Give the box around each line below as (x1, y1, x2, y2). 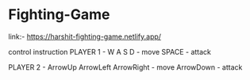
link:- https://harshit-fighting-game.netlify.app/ (8, 32, 161, 41)
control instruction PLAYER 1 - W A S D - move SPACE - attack (8, 47, 212, 56)
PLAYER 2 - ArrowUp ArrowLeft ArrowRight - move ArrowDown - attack (8, 62, 243, 72)
